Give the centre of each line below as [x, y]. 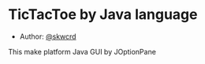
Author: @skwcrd [48, 36]
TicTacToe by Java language [103, 15]
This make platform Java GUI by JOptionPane [82, 51]
